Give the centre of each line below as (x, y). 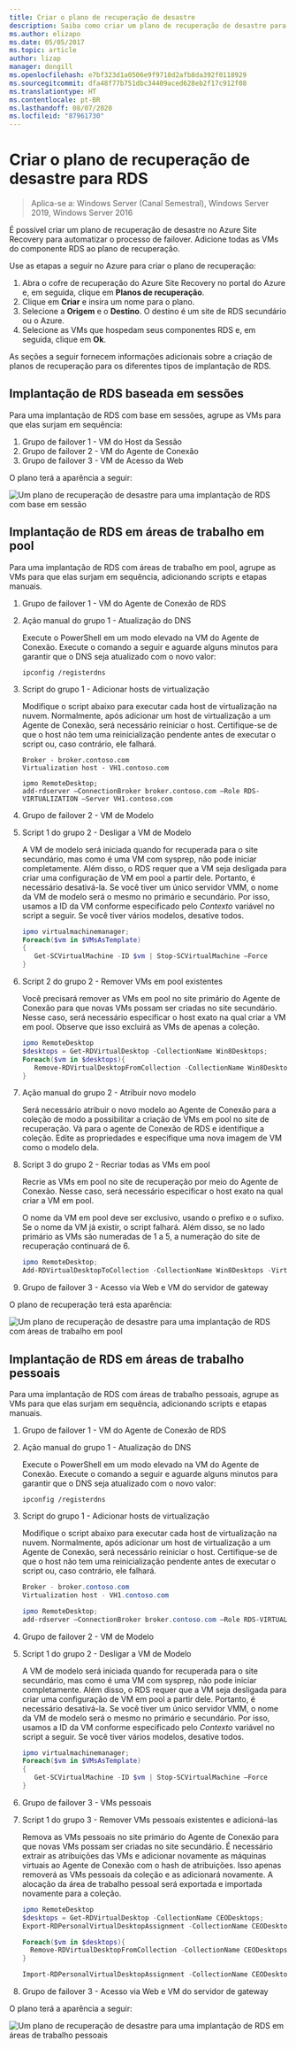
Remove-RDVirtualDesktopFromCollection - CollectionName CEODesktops (159, 1950)
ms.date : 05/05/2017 (47, 42)
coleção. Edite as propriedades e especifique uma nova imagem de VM (152, 1138)
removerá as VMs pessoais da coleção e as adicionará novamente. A (148, 1875)
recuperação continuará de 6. (76, 1246)
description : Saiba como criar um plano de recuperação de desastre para (148, 26)
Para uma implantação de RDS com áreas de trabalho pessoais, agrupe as (144, 1394)
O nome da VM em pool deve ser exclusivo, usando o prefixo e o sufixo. (153, 1218)
